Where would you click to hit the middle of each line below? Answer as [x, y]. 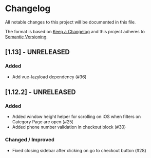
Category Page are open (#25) [43, 122]
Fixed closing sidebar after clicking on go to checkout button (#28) [79, 150]
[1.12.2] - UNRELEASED [40, 92]
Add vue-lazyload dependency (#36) [49, 77]
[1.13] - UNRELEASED [37, 52]
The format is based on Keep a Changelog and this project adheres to [75, 31]
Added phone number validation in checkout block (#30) [69, 127]
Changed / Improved [30, 140]
